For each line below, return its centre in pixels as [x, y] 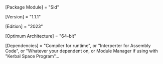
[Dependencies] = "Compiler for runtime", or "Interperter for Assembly [78, 46]
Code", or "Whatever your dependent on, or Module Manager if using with [81, 51]
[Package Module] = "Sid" [32, 7]
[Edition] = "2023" [24, 26]
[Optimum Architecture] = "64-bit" [41, 36]
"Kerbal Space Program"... [32, 56]
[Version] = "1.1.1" [23, 17]
